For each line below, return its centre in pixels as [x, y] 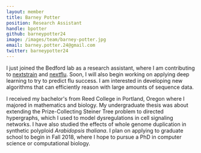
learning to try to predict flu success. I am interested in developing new [94, 80]
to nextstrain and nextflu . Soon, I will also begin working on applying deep [98, 74]
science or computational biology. [48, 143]
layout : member [25, 12]
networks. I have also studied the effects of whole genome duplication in [96, 124]
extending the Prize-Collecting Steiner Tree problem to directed [85, 111]
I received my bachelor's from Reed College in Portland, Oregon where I [95, 98]
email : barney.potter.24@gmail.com [51, 46]
